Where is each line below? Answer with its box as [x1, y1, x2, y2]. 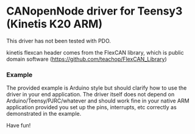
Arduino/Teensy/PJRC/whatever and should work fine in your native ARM [6, 97, 190, 104]
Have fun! [6, 122, 31, 129]
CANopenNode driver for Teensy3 [6, 4, 183, 18]
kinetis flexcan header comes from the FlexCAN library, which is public [6, 49, 184, 56]
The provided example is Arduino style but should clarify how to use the [6, 84, 187, 92]
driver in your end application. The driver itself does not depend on [6, 91, 175, 98]
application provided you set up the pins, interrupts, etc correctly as [6, 104, 177, 111]
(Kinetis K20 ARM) [6, 17, 102, 31]
